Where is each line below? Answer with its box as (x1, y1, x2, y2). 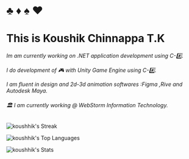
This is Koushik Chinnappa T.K (6, 32, 165, 46)
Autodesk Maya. (6, 87, 48, 94)
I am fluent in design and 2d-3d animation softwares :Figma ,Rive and (6, 80, 183, 88)
